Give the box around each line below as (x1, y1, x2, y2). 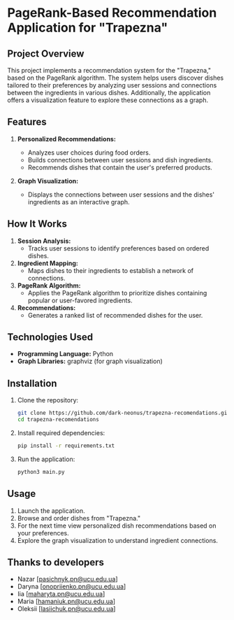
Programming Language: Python (17, 350, 114, 358)
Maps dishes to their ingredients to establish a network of (27, 266, 194, 274)
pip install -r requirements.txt (17, 442, 115, 449)
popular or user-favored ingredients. (27, 296, 133, 304)
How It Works (7, 218, 68, 230)
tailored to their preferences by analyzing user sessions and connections (7, 81, 217, 89)
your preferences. (17, 528, 70, 537)
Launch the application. (17, 506, 85, 515)
